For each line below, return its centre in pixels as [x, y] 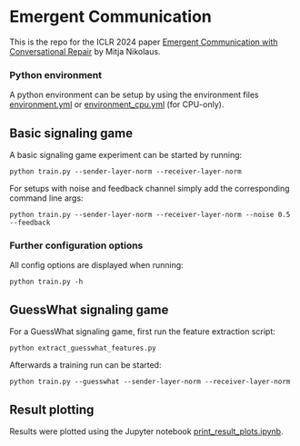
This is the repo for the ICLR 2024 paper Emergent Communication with [144, 42]
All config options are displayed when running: [96, 265]
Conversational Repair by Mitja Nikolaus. [85, 51]
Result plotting [52, 409]
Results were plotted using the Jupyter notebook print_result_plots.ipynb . [146, 431]
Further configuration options [76, 245]
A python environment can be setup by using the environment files [134, 95]
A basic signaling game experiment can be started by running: [126, 155]
